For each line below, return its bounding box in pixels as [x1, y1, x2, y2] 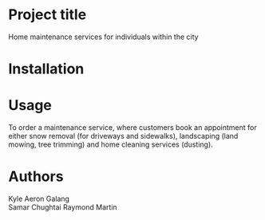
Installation [8, 60, 85, 78]
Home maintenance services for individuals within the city [8, 32, 199, 41]
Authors [8, 167, 64, 186]
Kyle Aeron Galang [8, 194, 70, 203]
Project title [8, 6, 87, 24]
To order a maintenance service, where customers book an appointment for [8, 123, 257, 132]
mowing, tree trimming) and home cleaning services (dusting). [8, 139, 213, 149]
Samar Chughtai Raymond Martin [8, 202, 117, 212]
